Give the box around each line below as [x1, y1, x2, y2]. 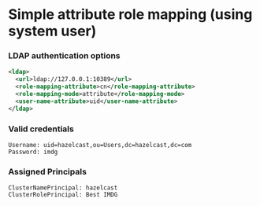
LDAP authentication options [8, 50, 121, 61]
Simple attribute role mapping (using [8, 6, 253, 24]
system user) [8, 22, 97, 40]
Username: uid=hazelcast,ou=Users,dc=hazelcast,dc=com [8, 142, 192, 149]
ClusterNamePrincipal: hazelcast [8, 184, 118, 192]
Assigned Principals [8, 166, 87, 177]
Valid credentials [8, 123, 75, 134]
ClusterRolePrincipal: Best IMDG [8, 191, 118, 199]
